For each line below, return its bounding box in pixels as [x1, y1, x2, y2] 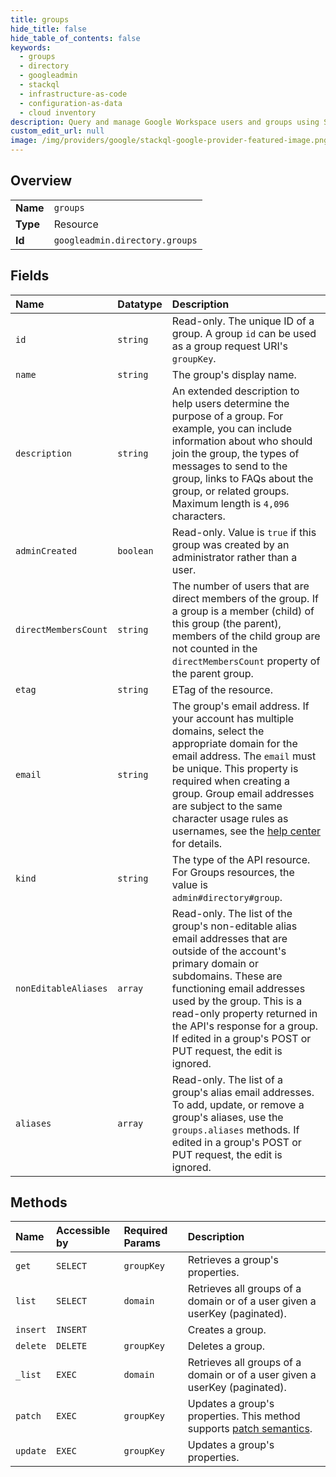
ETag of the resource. [171, 682, 273, 696]
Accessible [56, 1224, 111, 1238]
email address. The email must [171, 749, 317, 763]
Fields [10, 267, 50, 285]
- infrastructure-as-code [19, 89, 128, 99]
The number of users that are [171, 579, 310, 593]
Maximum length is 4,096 [171, 496, 290, 510]
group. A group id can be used [171, 326, 317, 340]
